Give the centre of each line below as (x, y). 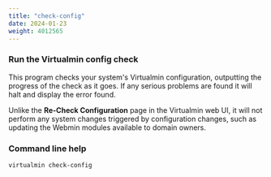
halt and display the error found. (62, 94)
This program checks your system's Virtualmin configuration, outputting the (135, 77)
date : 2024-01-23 (38, 24)
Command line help (47, 149)
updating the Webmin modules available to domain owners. (108, 127)
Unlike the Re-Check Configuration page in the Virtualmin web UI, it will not (135, 110)
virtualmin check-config (50, 165)
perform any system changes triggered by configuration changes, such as (133, 119)
